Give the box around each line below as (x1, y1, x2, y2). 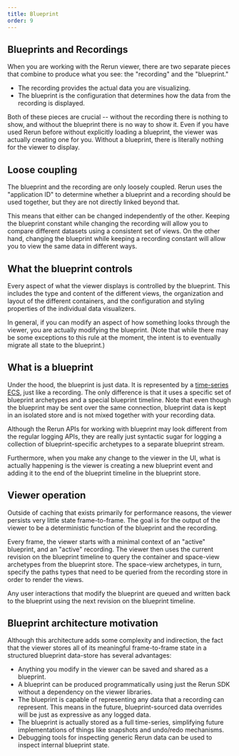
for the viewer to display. (7, 143, 81, 152)
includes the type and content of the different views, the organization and (7, 289, 223, 297)
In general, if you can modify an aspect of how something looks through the (7, 318, 230, 327)
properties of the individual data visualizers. (7, 304, 136, 312)
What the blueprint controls (7, 262, 133, 275)
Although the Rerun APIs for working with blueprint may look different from (7, 424, 228, 433)
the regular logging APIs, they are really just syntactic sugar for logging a (7, 432, 222, 441)
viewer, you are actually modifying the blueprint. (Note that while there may (7, 325, 229, 334)
